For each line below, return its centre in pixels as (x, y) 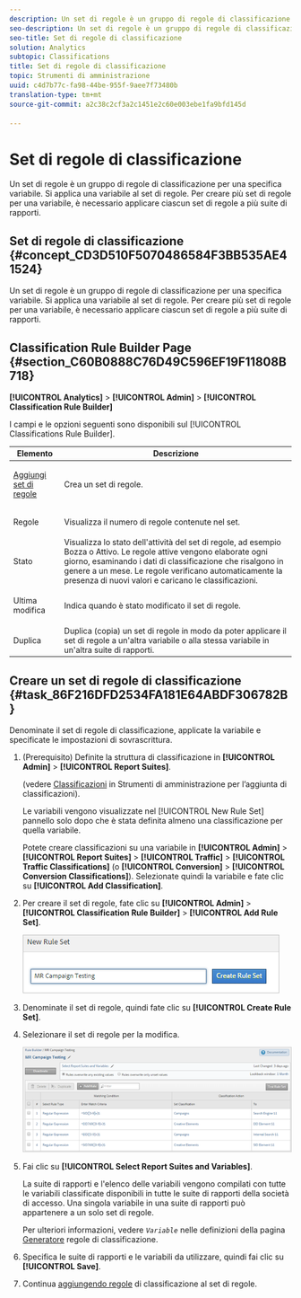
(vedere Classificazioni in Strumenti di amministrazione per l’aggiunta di (155, 784)
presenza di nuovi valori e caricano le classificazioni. (161, 580)
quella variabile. (52, 830)
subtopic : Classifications (60, 57)
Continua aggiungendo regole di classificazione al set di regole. (140, 1284)
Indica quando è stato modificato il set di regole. (153, 605)
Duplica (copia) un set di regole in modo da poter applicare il (175, 631)
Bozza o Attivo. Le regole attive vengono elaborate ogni (166, 552)
